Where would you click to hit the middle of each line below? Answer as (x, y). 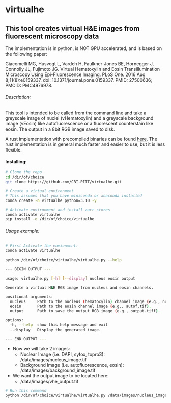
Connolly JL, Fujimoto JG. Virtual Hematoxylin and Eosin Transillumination (83, 69)
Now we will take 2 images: (41, 348)
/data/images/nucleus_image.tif (53, 359)
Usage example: (22, 231)
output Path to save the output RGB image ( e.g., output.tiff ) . (85, 311)
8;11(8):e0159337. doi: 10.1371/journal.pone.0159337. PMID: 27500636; (79, 80)
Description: (18, 97)
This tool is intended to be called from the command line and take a (76, 113)
